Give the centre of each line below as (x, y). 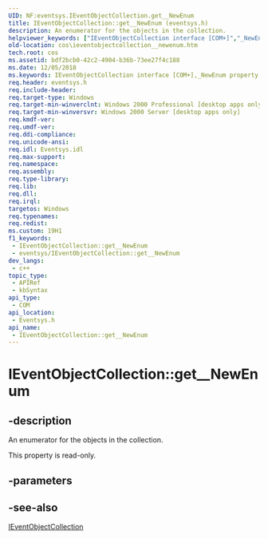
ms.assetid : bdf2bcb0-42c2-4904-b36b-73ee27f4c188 (94, 61)
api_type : (25, 298)
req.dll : (23, 194)
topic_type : (28, 275)
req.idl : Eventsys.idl (46, 149)
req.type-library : (39, 179)
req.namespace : (33, 164)
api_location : (32, 312)
